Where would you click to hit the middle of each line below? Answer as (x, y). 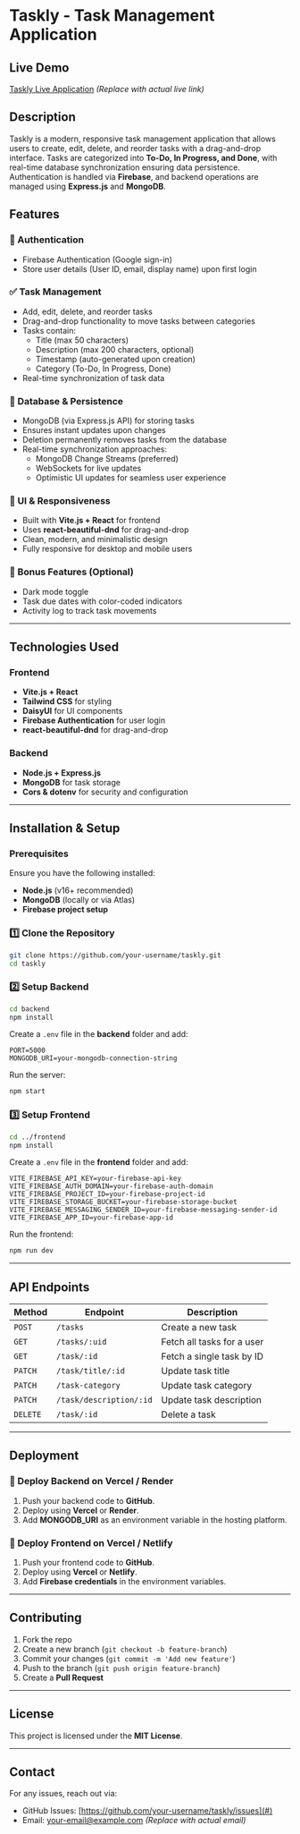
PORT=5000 (28, 1051)
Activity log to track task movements (89, 610)
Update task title (196, 1371)
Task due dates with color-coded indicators (102, 601)
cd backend (29, 1009)
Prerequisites (39, 853)
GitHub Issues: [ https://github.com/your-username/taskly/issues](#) (147, 1811)
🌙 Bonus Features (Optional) (71, 572)
